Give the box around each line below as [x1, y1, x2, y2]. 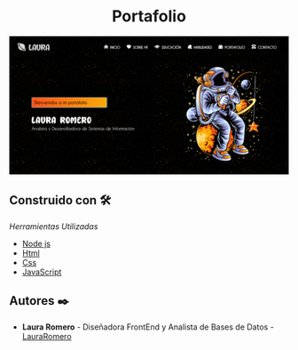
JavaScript [21, 266, 62, 277]
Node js [21, 238, 51, 249]
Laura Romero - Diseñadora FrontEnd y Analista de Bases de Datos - [21, 322, 275, 332]
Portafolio [112, 6, 186, 27]
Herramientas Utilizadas [9, 220, 98, 232]
